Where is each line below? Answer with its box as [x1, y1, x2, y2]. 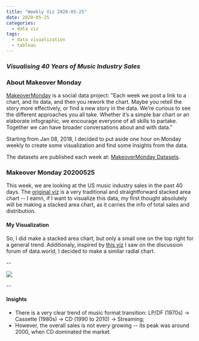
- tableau [11, 43, 36, 49]
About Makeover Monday [6, 78, 82, 86]
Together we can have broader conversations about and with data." [6, 124, 173, 131]
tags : [6, 31, 20, 37]
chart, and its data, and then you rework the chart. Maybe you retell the [6, 98, 182, 106]
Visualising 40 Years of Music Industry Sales [6, 62, 141, 70]
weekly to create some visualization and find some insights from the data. [6, 142, 188, 149]
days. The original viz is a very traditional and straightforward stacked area [6, 189, 191, 196]
